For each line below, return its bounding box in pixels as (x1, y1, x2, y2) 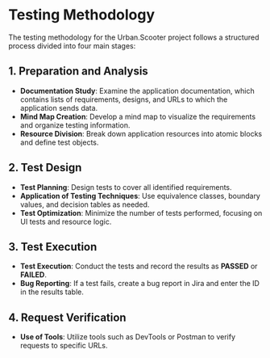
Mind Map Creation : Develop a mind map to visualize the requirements (19, 112, 256, 121)
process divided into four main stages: (8, 40, 136, 50)
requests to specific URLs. (19, 341, 108, 351)
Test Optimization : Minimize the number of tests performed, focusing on (19, 208, 263, 217)
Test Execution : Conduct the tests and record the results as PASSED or (19, 261, 258, 272)
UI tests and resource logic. (19, 217, 112, 226)
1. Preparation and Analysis (8, 65, 149, 78)
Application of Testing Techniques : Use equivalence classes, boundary (19, 191, 260, 200)
